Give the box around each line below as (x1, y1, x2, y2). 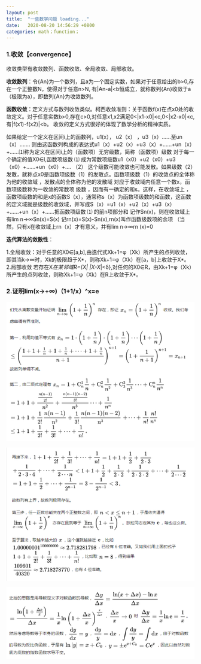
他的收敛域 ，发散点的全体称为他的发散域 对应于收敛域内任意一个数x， (11, 178, 185, 185)
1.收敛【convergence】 (6, 50, 75, 59)
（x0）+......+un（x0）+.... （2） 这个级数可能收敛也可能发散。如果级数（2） (6, 163, 193, 170)
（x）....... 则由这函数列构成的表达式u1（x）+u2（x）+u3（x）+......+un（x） (6, 141, 195, 148)
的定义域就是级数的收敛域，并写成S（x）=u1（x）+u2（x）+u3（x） (6, 201, 175, 208)
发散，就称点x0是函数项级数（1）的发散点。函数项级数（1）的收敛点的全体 (6, 171, 190, 178)
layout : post (6, 10, 39, 16)
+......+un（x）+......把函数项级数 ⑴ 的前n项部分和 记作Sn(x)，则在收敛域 (6, 208, 185, 215)
